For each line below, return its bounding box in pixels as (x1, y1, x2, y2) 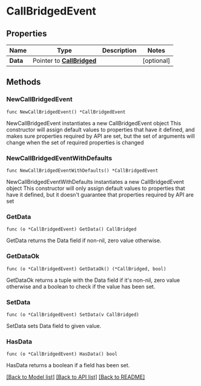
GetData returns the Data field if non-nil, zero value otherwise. (6, 237, 162, 244)
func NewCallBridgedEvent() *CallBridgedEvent (6, 109, 126, 115)
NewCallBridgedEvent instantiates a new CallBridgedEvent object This (6, 119, 182, 126)
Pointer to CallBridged (32, 56, 97, 65)
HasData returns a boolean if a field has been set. (6, 362, 130, 369)
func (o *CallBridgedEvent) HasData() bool (6, 351, 118, 358)
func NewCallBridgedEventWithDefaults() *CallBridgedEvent (6, 168, 159, 174)
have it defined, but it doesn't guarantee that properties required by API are (6, 191, 194, 198)
